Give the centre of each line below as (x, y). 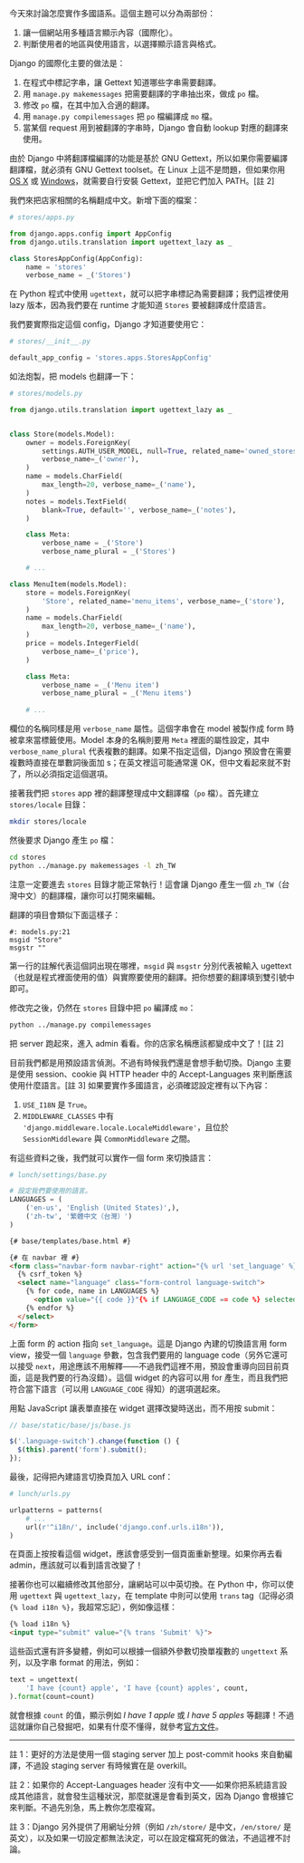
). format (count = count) (52, 1696)
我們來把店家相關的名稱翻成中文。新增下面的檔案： (104, 200)
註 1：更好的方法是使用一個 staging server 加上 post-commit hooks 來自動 (147, 1754)
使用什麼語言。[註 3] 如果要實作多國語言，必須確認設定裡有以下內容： (140, 1085)
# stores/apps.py (42, 217)
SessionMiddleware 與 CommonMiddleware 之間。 (109, 1138)
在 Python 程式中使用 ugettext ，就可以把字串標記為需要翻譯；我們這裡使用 (149, 294)
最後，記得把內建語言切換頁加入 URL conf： (91, 1477)
